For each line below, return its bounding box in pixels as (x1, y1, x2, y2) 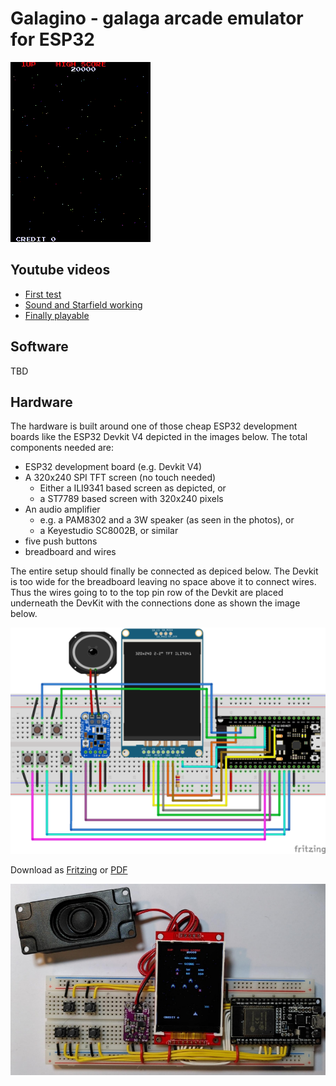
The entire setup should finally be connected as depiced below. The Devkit (10, 565, 319, 577)
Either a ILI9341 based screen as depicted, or (39, 482, 227, 494)
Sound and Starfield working (24, 298, 143, 311)
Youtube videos (10, 262, 111, 279)
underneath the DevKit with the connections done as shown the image (10, 597, 301, 609)
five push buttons (24, 535, 98, 547)
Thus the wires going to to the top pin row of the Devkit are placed (10, 587, 284, 599)
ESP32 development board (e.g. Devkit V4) (24, 461, 203, 473)
